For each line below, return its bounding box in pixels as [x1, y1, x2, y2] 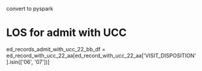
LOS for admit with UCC [6, 26, 127, 39]
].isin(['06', [6, 58, 33, 65]
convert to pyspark [6, 5, 54, 12]
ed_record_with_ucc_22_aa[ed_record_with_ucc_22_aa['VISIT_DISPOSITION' [6, 52, 197, 59]
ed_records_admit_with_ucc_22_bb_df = [6, 45, 106, 53]
